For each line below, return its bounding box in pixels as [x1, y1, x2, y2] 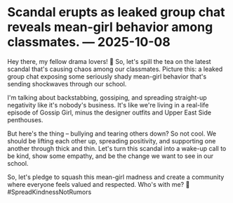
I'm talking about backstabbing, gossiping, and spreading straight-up [7, 93, 207, 102]
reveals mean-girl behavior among [7, 19, 213, 35]
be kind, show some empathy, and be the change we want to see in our [7, 152, 214, 160]
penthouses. [7, 115, 44, 124]
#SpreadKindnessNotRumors [7, 188, 92, 196]
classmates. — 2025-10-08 [7, 34, 171, 50]
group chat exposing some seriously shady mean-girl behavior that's [7, 72, 207, 81]
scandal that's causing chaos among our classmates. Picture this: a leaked [7, 65, 223, 73]
